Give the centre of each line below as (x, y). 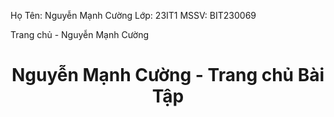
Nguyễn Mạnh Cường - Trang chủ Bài (168, 75)
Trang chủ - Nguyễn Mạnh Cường (80, 34)
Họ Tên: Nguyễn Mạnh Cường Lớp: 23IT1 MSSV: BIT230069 (133, 15)
